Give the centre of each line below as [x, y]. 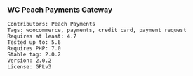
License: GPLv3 [29, 67]
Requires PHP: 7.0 [34, 49]
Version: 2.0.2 [29, 61]
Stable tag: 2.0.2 [34, 55]
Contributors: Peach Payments [52, 24]
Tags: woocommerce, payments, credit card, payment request [97, 30]
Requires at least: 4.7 [42, 36]
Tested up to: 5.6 [34, 43]
